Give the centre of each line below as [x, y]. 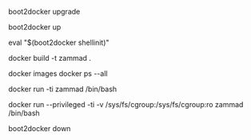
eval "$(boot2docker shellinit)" [59, 42]
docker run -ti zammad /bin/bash [63, 89]
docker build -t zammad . [50, 58]
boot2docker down [40, 128]
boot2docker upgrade [44, 12]
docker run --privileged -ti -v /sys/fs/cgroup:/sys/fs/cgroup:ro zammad [126, 104]
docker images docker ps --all [58, 74]
